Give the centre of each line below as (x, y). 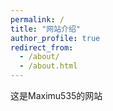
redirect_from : (42, 47)
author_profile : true (55, 38)
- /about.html (48, 66)
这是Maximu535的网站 (56, 95)
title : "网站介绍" (46, 29)
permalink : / (37, 19)
